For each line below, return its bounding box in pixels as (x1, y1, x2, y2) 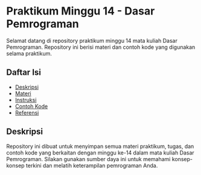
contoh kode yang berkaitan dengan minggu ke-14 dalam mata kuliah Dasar (6, 149, 194, 156)
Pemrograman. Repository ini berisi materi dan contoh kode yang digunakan (6, 43, 196, 51)
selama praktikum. (6, 49, 53, 57)
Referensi (14, 109, 39, 116)
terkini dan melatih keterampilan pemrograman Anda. (26, 162, 158, 169)
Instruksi (14, 96, 37, 103)
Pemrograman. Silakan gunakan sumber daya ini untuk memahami (6, 155, 171, 162)
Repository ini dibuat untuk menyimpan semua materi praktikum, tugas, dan (6, 142, 194, 150)
